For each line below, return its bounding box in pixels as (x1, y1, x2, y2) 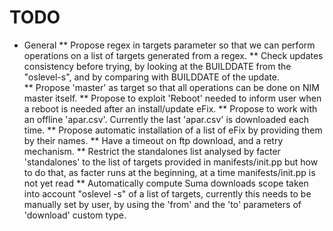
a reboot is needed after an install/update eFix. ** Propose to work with (23, 102, 318, 115)
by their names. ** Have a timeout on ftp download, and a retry (23, 134, 284, 146)
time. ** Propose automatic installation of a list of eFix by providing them (23, 124, 323, 136)
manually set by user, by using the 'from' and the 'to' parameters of (23, 198, 302, 210)
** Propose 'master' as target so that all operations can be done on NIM (23, 81, 320, 93)
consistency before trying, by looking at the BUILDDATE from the (23, 60, 292, 72)
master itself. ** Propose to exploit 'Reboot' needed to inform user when (23, 92, 322, 104)
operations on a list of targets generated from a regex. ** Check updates (23, 49, 324, 61)
